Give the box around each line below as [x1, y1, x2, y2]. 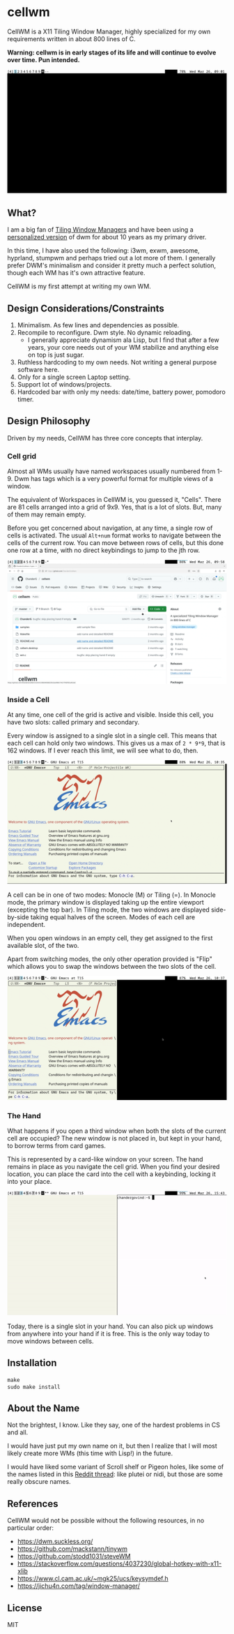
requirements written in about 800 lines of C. [7, 34, 136, 43]
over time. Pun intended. [7, 55, 80, 64]
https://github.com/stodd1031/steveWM [17, 1552, 131, 1561]
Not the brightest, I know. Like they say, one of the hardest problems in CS [7, 1421, 221, 1429]
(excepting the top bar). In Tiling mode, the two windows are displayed [7, 905, 210, 914]
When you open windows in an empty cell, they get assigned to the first [7, 934, 213, 942]
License [7, 1602, 42, 1614]
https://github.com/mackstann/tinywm [17, 1545, 127, 1553]
